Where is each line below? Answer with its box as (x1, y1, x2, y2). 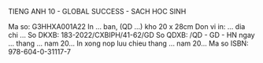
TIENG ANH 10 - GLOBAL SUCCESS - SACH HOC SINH (8, 7, 187, 16)
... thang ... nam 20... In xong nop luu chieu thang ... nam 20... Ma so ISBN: (8, 39, 250, 48)
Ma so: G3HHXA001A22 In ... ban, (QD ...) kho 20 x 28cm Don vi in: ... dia (8, 22, 246, 31)
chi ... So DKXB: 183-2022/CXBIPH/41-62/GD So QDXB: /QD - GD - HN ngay (8, 31, 255, 39)
